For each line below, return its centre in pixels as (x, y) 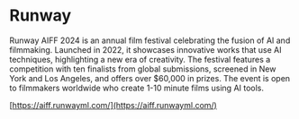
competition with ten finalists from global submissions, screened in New (143, 69)
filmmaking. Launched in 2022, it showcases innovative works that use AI (145, 49)
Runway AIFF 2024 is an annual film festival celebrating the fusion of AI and (150, 40)
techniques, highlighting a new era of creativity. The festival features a (140, 59)
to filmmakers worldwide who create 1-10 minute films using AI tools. (136, 88)
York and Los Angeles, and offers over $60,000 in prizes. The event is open (150, 78)
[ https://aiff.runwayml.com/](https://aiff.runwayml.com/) (113, 105)
